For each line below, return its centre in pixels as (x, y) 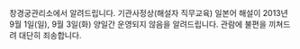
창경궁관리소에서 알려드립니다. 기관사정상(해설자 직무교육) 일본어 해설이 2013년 (149, 13)
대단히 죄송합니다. (50, 35)
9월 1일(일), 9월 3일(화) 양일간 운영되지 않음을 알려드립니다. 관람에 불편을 (138, 24)
